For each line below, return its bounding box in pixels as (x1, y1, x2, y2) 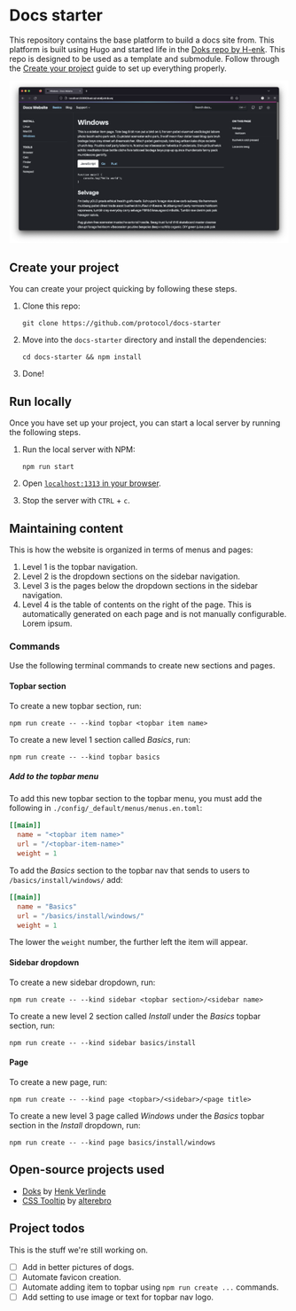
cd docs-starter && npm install (21, 353, 142, 362)
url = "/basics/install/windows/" (17, 911, 144, 920)
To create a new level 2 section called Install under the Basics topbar (9, 1011, 261, 1021)
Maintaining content (9, 520, 124, 536)
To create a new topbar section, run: (9, 700, 142, 711)
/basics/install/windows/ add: (9, 874, 123, 885)
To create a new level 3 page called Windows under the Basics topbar (9, 1110, 265, 1121)
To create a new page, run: (9, 1076, 108, 1087)
